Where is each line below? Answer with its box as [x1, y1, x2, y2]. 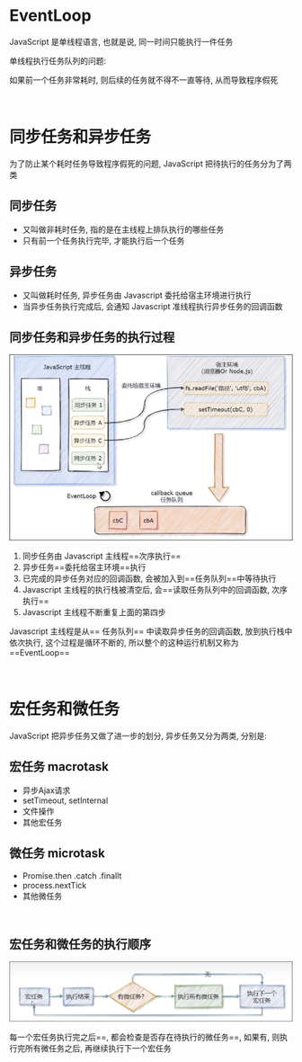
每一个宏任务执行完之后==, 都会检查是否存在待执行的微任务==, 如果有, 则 [9, 1031, 280, 1043]
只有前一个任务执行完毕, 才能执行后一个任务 [22, 235, 185, 245]
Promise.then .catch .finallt [22, 870, 122, 881]
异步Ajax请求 [22, 784, 71, 796]
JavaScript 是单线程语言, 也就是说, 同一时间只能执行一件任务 [9, 36, 234, 47]
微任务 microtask [9, 846, 106, 861]
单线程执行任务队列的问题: [9, 55, 107, 66]
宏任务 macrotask [9, 759, 110, 774]
